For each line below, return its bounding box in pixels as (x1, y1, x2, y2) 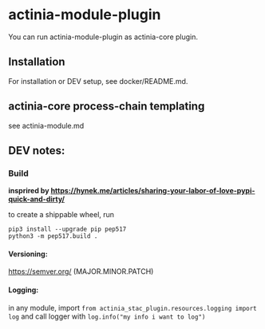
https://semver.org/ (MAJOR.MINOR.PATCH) (8, 267, 154, 276)
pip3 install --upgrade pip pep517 (8, 225, 127, 233)
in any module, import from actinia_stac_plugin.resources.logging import (8, 303, 257, 312)
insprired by (8, 186, 49, 196)
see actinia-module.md (8, 121, 85, 130)
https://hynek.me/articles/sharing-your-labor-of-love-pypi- (50, 186, 255, 196)
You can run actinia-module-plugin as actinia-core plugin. (8, 32, 198, 42)
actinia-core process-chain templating (8, 100, 205, 113)
